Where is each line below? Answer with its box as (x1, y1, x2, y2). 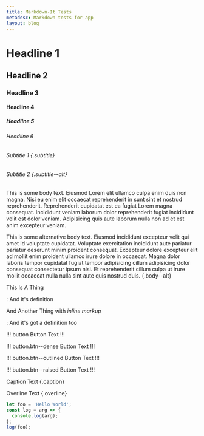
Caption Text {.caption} (6, 378, 65, 386)
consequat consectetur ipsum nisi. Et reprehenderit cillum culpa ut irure (6, 265, 186, 273)
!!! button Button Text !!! (6, 331, 65, 338)
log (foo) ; (6, 424, 32, 430)
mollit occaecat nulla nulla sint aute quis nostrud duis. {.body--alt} (6, 272, 172, 279)
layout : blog (6, 20, 39, 26)
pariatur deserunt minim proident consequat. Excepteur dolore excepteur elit (6, 247, 198, 254)
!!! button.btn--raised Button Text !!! (6, 366, 95, 373)
